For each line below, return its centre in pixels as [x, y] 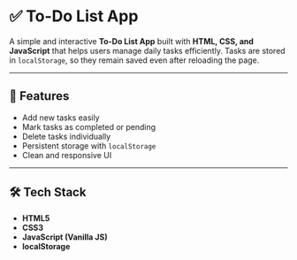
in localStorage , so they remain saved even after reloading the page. [134, 60]
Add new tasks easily [61, 118]
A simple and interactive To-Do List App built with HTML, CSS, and [132, 41]
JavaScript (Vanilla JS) [65, 237]
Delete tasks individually [66, 136]
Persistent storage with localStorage [89, 145]
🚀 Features [39, 96]
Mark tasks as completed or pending [89, 126]
